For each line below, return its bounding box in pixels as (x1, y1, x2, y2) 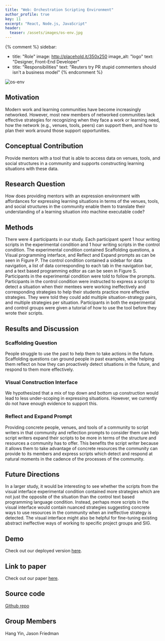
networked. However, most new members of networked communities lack (5, 112, 156, 117)
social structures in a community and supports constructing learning (5, 160, 144, 166)
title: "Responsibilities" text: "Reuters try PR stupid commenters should (12, 64, 157, 70)
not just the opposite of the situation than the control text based (5, 494, 135, 500)
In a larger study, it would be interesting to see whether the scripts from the (5, 483, 159, 489)
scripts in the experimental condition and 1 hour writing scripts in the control (5, 241, 160, 248)
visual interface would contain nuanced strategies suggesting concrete (5, 504, 150, 511)
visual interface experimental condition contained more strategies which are (5, 489, 160, 495)
